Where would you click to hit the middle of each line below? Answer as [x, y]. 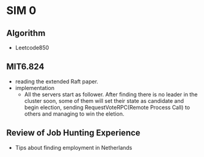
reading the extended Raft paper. [57, 81]
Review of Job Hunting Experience [73, 133]
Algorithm [26, 33]
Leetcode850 [32, 47]
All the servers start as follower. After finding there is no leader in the [111, 94]
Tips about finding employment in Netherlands [74, 147]
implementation [35, 88]
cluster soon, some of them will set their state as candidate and [104, 100]
